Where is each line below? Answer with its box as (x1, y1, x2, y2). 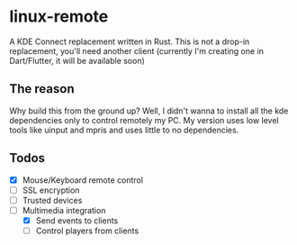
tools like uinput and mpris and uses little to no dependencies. (9, 124, 239, 135)
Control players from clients (35, 225, 139, 236)
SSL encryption (22, 185, 80, 195)
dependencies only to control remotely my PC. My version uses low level (9, 114, 279, 125)
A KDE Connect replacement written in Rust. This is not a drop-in (9, 36, 250, 47)
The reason (9, 81, 75, 96)
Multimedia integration (22, 204, 106, 215)
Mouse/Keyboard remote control (22, 174, 144, 186)
